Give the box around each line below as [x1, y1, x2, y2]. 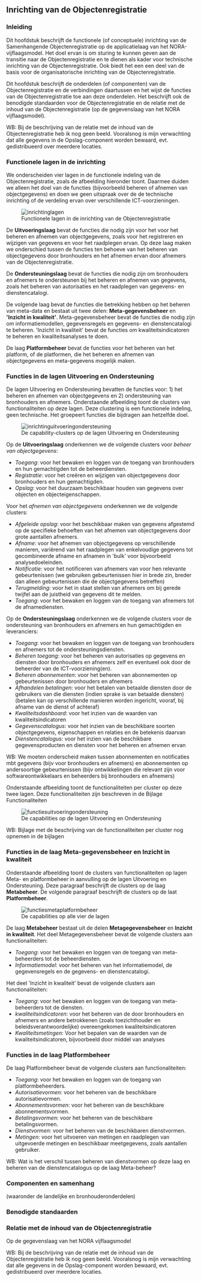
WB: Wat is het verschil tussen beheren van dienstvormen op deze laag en [6, 1157, 190, 1164]
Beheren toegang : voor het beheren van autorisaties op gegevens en [14, 652, 186, 659]
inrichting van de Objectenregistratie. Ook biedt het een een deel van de [6, 62, 185, 69]
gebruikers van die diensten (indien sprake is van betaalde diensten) [14, 691, 184, 698]
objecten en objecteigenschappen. [14, 491, 101, 498]
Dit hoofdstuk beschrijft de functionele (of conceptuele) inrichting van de [6, 36, 187, 44]
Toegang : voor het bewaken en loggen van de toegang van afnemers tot [14, 597, 194, 604]
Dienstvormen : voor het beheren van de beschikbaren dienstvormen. [14, 1127, 186, 1134]
